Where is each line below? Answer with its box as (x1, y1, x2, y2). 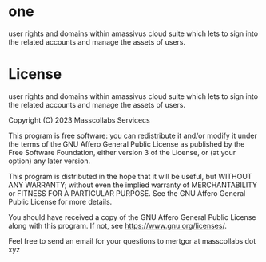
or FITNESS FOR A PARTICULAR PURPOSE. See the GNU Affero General (8, 188, 246, 197)
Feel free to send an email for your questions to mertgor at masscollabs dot (8, 236, 256, 245)
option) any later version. (8, 156, 90, 166)
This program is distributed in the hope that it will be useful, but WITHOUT (8, 171, 252, 181)
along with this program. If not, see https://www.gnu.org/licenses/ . (8, 221, 228, 230)
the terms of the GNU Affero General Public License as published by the (8, 139, 245, 149)
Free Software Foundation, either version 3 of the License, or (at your (8, 147, 236, 157)
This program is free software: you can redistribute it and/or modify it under (8, 131, 257, 140)
